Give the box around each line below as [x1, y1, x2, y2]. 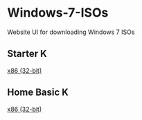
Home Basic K [7, 87, 69, 98]
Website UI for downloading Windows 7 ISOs [7, 28, 135, 36]
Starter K [7, 48, 47, 60]
